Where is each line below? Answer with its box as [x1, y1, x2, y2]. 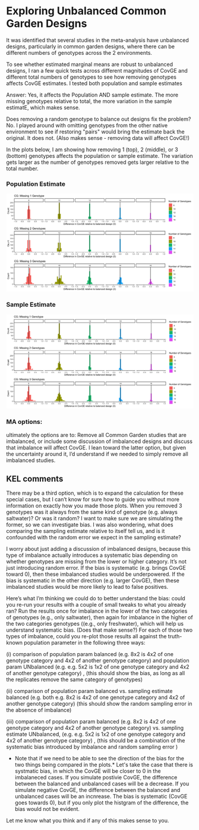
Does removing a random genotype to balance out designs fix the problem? [6, 115, 191, 123]
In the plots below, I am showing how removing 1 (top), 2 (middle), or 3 [6, 146, 178, 153]
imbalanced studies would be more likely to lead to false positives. [6, 584, 169, 591]
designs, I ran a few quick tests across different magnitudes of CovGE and [6, 67, 188, 74]
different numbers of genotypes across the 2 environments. [6, 49, 153, 56]
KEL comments [6, 474, 64, 484]
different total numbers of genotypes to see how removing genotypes [6, 73, 177, 80]
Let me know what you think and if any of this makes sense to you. [6, 817, 169, 824]
